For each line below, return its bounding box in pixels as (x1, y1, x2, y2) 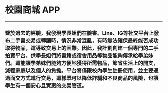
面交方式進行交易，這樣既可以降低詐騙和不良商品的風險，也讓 (10, 74, 159, 81)
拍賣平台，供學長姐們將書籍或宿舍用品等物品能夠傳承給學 (5, 52, 143, 59)
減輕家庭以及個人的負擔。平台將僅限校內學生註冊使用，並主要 (5, 67, 154, 74)
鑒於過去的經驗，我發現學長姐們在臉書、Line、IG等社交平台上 (5, 29, 154, 36)
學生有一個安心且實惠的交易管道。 (5, 82, 87, 89)
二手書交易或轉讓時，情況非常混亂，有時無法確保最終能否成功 (10, 37, 159, 44)
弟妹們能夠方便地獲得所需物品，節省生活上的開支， (35, 59, 159, 66)
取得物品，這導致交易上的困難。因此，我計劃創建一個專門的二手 (5, 44, 159, 51)
